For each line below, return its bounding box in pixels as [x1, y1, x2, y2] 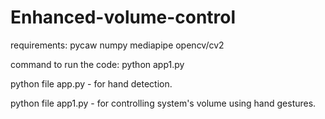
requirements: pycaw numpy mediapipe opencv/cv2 [10, 39, 225, 51]
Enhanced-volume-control [10, 6, 237, 29]
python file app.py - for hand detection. [10, 77, 173, 90]
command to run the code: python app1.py [10, 58, 185, 70]
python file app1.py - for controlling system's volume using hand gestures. [10, 97, 317, 109]
